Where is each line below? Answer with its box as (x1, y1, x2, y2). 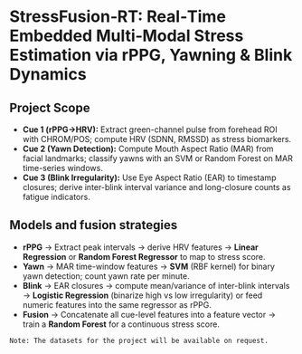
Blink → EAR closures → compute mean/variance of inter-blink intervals (22, 280, 290, 291)
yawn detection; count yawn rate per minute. (22, 270, 190, 282)
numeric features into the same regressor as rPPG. (22, 299, 212, 310)
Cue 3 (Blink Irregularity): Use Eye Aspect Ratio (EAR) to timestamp (22, 172, 277, 183)
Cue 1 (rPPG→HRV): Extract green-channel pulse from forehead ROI (22, 124, 278, 135)
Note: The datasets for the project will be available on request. (9, 336, 269, 345)
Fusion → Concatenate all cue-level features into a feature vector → (22, 309, 277, 320)
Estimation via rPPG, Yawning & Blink (9, 45, 293, 65)
